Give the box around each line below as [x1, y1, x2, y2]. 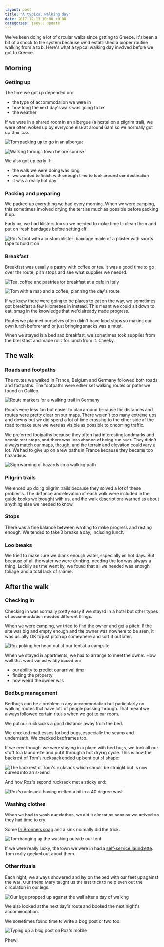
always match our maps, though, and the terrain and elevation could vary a [5, 442, 156, 448]
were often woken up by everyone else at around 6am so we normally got [5, 124, 153, 130]
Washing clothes [5, 801, 46, 808]
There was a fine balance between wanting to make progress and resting [5, 524, 152, 530]
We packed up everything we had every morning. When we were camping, [5, 201, 155, 207]
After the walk [5, 582, 49, 591]
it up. [5, 211, 16, 218]
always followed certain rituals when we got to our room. [5, 711, 120, 717]
